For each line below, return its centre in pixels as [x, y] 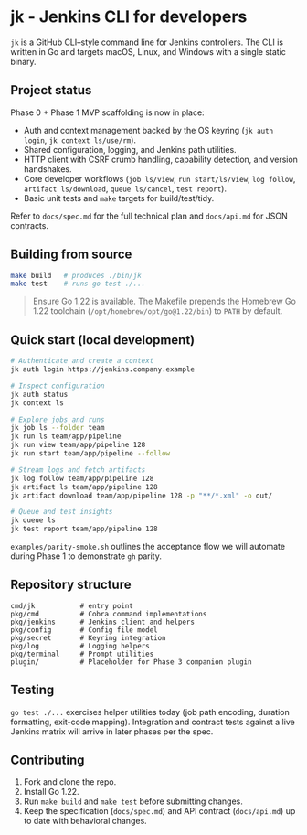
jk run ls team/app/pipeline [66, 436]
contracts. [30, 225]
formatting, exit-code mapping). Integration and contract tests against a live [153, 722]
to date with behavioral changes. [85, 821]
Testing [32, 690]
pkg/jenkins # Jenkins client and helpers [103, 622]
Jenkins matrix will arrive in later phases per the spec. [112, 731]
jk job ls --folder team [58, 428]
